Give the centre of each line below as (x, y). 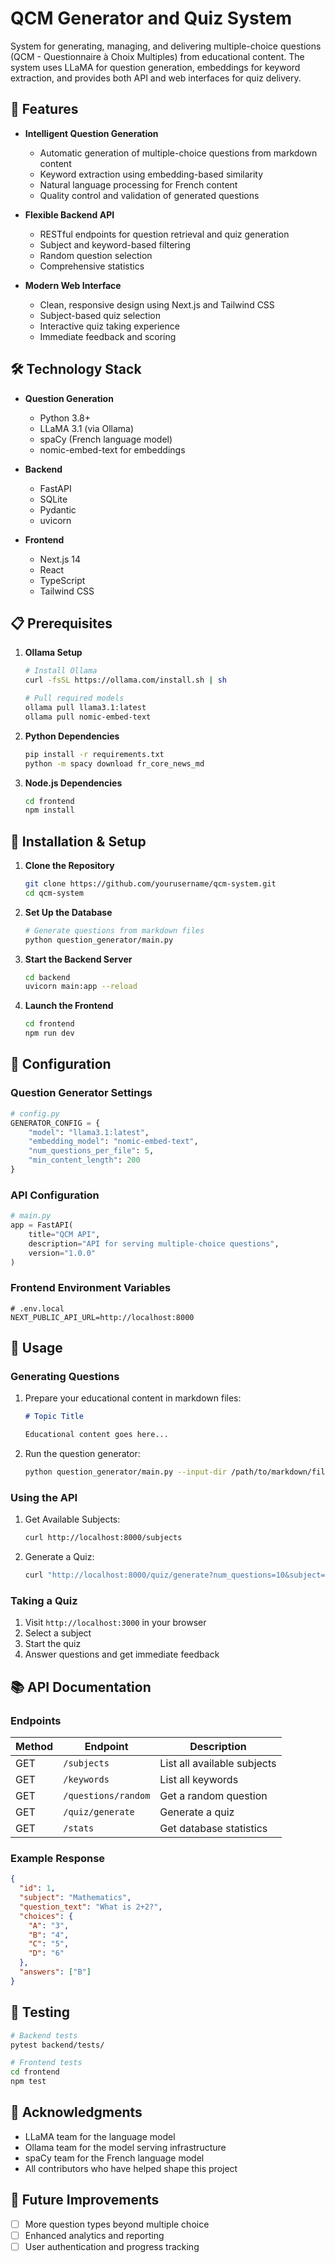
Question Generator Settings (81, 1093)
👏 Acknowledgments (76, 2112)
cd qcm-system (54, 893)
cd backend (47, 977)
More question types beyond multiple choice (117, 2224)
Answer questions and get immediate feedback (122, 1654)
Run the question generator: (82, 1454)
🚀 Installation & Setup (78, 841)
